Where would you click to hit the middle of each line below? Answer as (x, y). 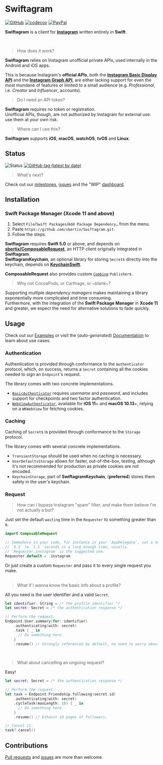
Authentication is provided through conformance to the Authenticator (75, 364)
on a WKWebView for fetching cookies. (48, 409)
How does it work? (36, 51)
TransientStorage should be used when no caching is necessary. (77, 456)
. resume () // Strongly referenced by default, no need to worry (80, 644)
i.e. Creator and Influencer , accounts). (43, 90)
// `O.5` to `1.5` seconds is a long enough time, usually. (67, 547)
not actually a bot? (35, 510)
